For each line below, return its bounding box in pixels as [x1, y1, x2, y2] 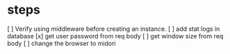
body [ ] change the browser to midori [7, 39, 116, 47]
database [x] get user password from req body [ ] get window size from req [7, 31, 224, 40]
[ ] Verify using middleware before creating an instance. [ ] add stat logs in [7, 25, 220, 33]
